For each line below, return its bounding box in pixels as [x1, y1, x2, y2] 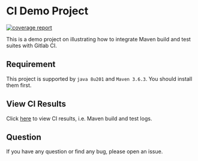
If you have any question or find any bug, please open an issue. [6, 148, 163, 155]
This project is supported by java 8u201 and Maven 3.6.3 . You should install [6, 75, 193, 82]
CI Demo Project [6, 4, 89, 18]
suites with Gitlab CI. [6, 42, 57, 49]
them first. [6, 81, 32, 89]
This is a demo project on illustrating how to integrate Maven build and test [6, 35, 191, 42]
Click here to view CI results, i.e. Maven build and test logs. [6, 115, 152, 122]
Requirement [6, 59, 56, 69]
